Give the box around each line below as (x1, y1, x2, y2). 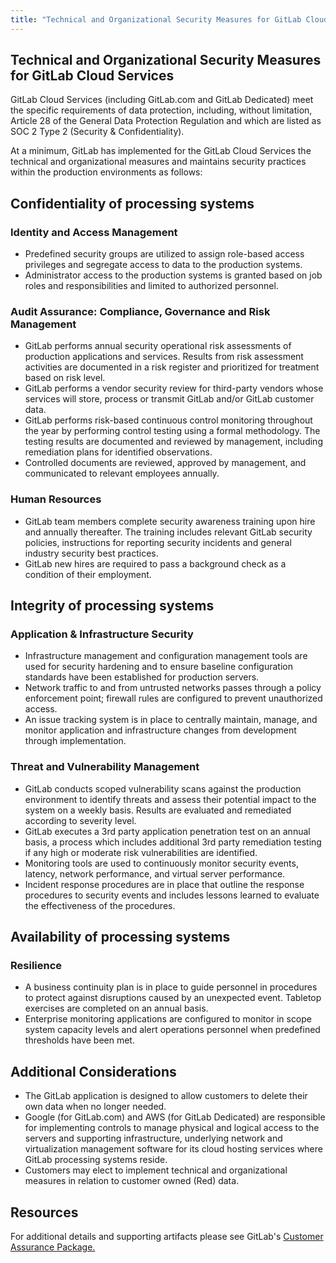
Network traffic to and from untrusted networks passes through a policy (24, 682, 322, 694)
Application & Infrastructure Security (10, 627, 194, 641)
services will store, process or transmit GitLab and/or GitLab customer (24, 393, 315, 405)
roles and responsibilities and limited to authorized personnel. (24, 280, 279, 292)
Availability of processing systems (10, 929, 231, 946)
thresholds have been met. (24, 1034, 135, 1046)
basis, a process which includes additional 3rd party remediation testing (24, 836, 322, 848)
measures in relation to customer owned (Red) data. (24, 1175, 240, 1187)
